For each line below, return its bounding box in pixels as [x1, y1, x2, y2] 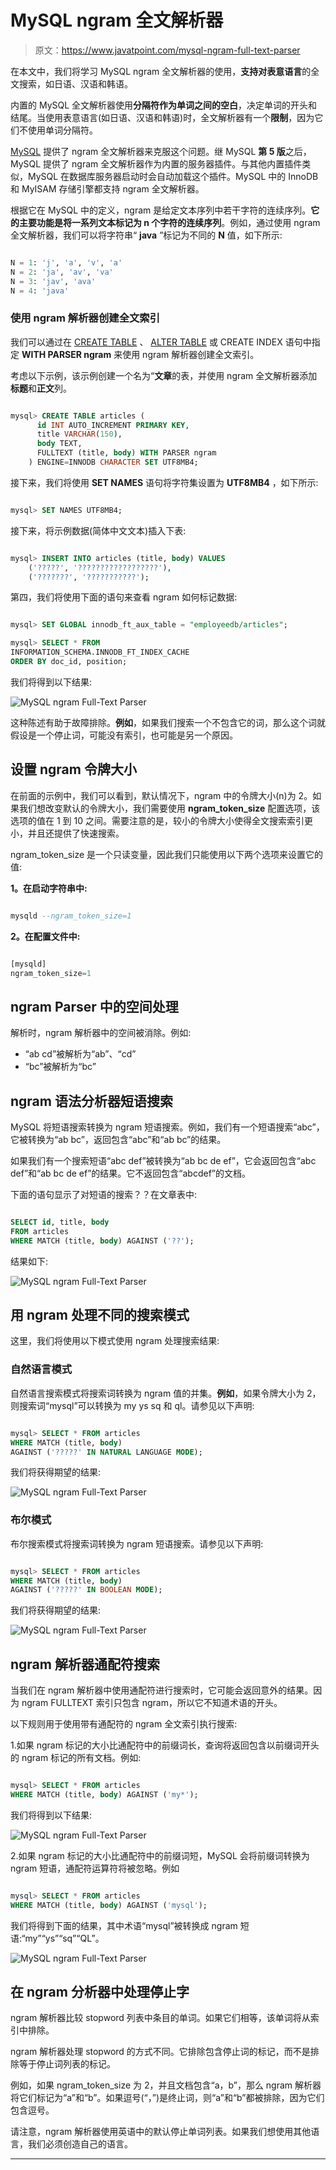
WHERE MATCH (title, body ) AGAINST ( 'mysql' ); [10, 1900, 208, 1910]
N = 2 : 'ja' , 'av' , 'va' [10, 267, 114, 277]
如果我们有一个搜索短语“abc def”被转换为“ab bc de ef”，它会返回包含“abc [10, 1155, 317, 1167]
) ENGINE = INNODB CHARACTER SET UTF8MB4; [28, 457, 199, 468]
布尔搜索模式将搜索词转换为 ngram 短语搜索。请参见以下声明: [10, 1537, 264, 1550]
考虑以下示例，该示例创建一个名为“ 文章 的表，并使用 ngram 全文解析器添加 [10, 369, 318, 381]
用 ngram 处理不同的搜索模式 [10, 1307, 190, 1324]
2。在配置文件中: [10, 930, 81, 942]
